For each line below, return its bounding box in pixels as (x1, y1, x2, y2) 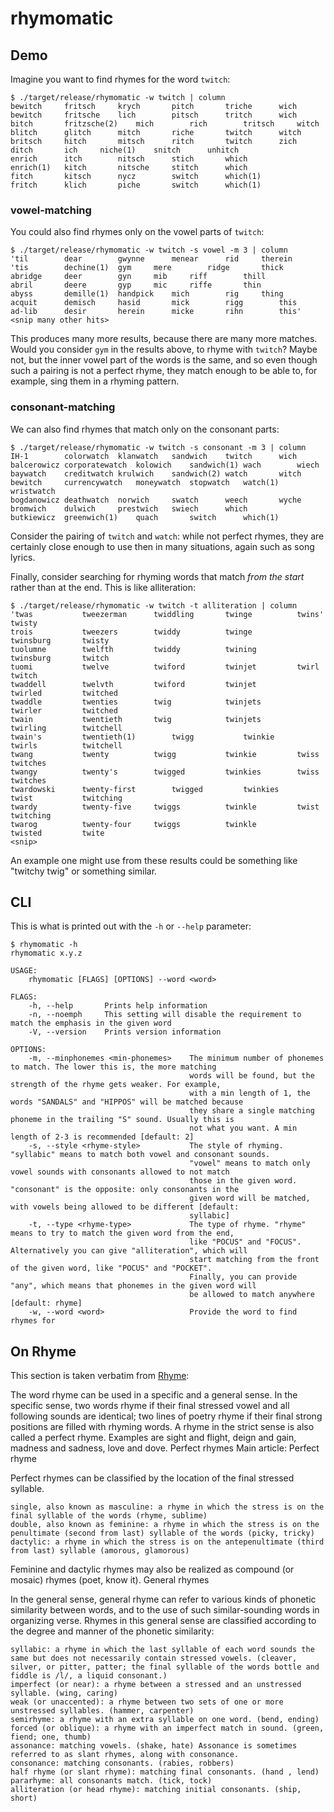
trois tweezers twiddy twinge (10, 627, 253, 637)
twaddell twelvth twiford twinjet (10, 679, 257, 689)
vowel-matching (10, 203, 92, 217)
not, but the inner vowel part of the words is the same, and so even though (10, 354, 318, 366)
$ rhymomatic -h (10, 940, 78, 950)
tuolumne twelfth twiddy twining (10, 644, 257, 654)
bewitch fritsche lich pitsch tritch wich (10, 110, 298, 120)
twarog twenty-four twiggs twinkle (10, 819, 257, 829)
